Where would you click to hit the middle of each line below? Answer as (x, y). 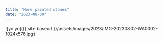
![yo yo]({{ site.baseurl (29, 28)
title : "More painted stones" (37, 10)
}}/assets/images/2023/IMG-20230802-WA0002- (106, 28)
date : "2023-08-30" (26, 14)
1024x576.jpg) (20, 34)
